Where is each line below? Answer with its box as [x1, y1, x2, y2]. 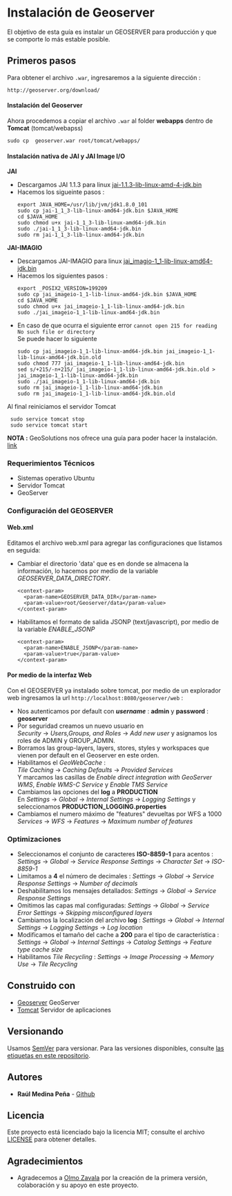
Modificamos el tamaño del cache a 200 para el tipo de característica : [17, 931, 220, 939]
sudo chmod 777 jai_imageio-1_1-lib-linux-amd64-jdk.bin [17, 360, 185, 367]
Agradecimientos [7, 1155, 84, 1167]
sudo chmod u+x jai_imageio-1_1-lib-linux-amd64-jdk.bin [17, 303, 185, 310]
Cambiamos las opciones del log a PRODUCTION [17, 787, 158, 795]
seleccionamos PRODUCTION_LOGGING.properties [17, 802, 167, 811]
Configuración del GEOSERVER [7, 506, 114, 516]
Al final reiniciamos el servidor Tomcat [7, 403, 116, 411]
